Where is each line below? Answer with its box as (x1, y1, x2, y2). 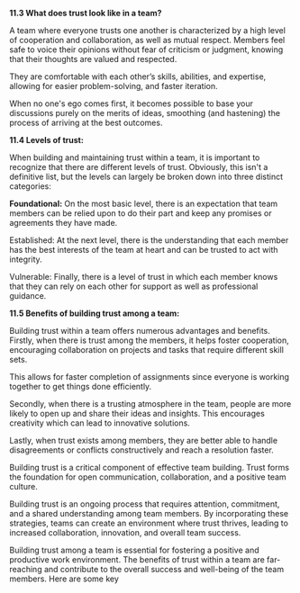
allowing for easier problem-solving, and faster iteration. (9, 81, 218, 91)
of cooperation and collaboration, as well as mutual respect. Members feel (9, 35, 286, 45)
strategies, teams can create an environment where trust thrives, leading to (9, 517, 288, 528)
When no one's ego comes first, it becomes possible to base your (9, 98, 254, 109)
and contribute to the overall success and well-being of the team (43, 564, 285, 574)
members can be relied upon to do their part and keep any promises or (9, 208, 272, 219)
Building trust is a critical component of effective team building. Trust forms (9, 463, 290, 472)
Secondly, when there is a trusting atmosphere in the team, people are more (9, 399, 292, 409)
